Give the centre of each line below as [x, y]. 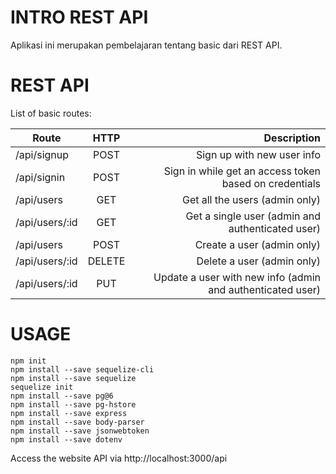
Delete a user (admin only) [258, 261]
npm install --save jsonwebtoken [80, 431]
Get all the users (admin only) [251, 199]
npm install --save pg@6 [62, 396]
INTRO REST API [79, 17]
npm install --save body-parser [77, 422]
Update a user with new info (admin [237, 277]
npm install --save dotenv [66, 439]
